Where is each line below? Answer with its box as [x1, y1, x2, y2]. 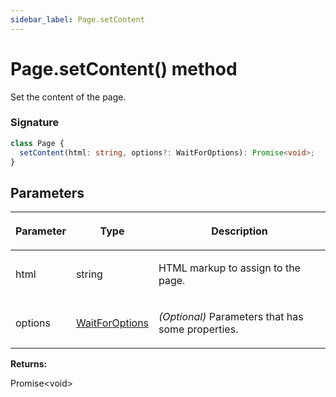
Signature [10, 116, 60, 130]
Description [211, 224, 268, 238]
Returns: [10, 358, 48, 370]
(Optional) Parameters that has [158, 310, 304, 324]
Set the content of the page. [10, 91, 127, 103]
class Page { [10, 138, 65, 148]
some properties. [158, 322, 239, 336]
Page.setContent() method [10, 57, 238, 80]
